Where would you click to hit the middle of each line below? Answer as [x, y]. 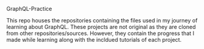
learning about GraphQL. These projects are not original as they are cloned [101, 27]
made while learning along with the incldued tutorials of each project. [94, 40]
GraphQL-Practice [29, 9]
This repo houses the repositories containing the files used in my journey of [102, 20]
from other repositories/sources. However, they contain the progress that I [100, 33]
